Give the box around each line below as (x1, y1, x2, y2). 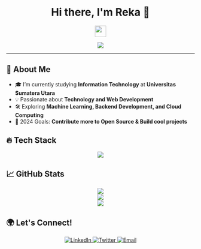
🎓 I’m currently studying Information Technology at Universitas (14, 80, 176, 88)
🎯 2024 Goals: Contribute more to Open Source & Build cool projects (14, 118, 187, 125)
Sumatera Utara (14, 89, 56, 97)
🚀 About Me (6, 64, 51, 74)
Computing (14, 111, 44, 119)
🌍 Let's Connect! (6, 217, 73, 227)
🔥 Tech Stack (6, 135, 57, 146)
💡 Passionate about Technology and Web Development (14, 95, 154, 103)
